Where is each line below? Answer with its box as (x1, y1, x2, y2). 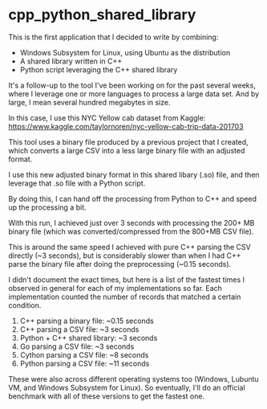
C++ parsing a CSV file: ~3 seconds (19, 324, 140, 334)
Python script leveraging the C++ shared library (19, 64, 178, 74)
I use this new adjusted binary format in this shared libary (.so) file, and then (8, 170, 260, 179)
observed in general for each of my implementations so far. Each (8, 283, 223, 292)
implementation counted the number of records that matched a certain (8, 292, 241, 301)
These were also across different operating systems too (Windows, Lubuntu (8, 374, 259, 383)
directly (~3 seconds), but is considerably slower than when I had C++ (8, 251, 241, 260)
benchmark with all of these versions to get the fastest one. (8, 391, 205, 401)
